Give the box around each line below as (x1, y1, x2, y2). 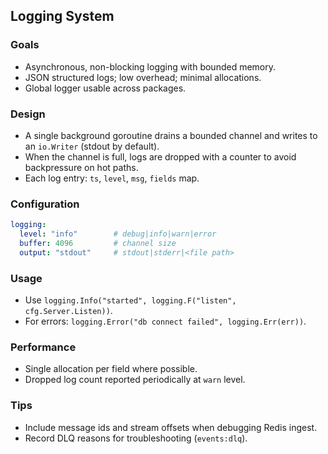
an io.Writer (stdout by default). (24, 140, 160, 152)
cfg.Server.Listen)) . (24, 305, 113, 317)
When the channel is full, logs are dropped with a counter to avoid (24, 150, 297, 163)
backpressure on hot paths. (24, 161, 139, 173)
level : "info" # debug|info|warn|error (19, 229, 217, 239)
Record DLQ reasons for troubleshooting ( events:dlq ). (24, 432, 248, 444)
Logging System (10, 8, 115, 25)
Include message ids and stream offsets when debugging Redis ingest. (24, 421, 318, 433)
